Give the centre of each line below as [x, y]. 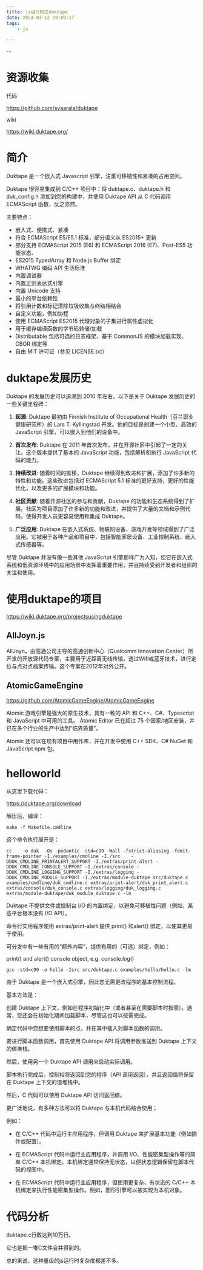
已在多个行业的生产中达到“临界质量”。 [54, 728]
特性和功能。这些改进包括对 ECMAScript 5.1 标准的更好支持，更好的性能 [105, 481]
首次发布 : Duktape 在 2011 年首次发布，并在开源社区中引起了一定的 [98, 445]
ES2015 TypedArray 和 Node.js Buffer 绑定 [68, 260]
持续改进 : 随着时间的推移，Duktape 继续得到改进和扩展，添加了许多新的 [105, 473]
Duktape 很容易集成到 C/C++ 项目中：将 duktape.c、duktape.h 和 [88, 189]
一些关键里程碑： [28, 404]
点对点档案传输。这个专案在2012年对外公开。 [73, 666]
